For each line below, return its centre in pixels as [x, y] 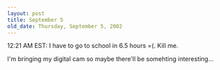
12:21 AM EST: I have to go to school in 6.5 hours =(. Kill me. [93, 46]
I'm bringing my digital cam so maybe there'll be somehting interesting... [110, 59]
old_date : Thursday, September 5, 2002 [65, 26]
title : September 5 [35, 20]
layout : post [26, 13]
